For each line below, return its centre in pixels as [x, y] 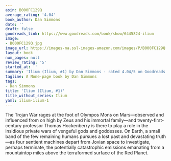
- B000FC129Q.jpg [24, 43]
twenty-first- [151, 120]
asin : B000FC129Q [24, 10]
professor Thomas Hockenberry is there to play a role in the [86, 126]
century [14, 126]
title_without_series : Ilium [36, 96]
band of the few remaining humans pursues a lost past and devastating [80, 136]
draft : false [19, 29]
